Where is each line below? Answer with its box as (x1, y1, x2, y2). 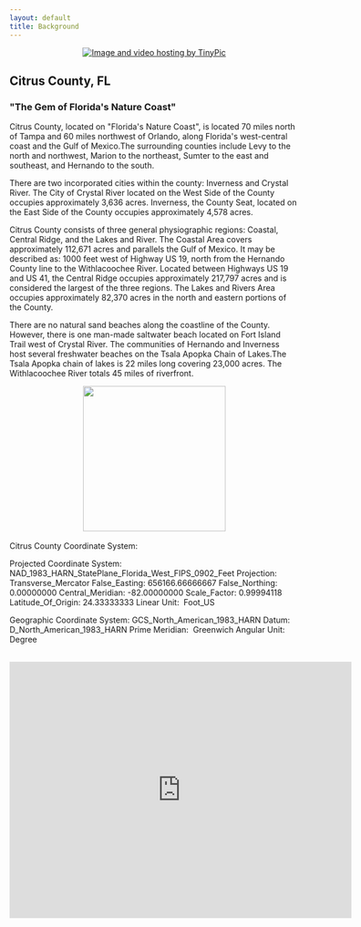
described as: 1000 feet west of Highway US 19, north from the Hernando (9, 253, 285, 264)
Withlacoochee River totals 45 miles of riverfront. (9, 368, 194, 379)
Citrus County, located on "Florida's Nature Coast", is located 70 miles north (9, 121, 296, 132)
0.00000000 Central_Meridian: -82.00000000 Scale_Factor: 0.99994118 (9, 587, 283, 598)
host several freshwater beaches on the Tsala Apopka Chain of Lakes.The (9, 348, 287, 360)
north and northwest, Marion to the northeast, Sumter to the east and (9, 150, 269, 161)
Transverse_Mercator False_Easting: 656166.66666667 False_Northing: (9, 578, 278, 589)
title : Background (9, 22, 79, 31)
